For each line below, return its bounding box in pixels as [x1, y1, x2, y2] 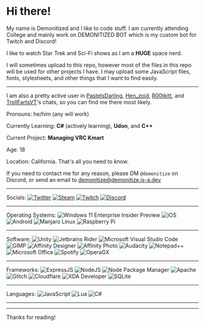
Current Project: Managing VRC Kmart [6, 133, 104, 141]
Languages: [6, 290, 36, 298]
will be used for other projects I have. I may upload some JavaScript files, [6, 67, 191, 75]
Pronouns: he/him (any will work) [6, 110, 90, 118]
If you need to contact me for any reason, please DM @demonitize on [6, 170, 179, 177]
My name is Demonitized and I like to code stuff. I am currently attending [6, 24, 189, 32]
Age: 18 [6, 146, 26, 153]
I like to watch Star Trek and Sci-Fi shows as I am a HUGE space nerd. [6, 49, 182, 56]
